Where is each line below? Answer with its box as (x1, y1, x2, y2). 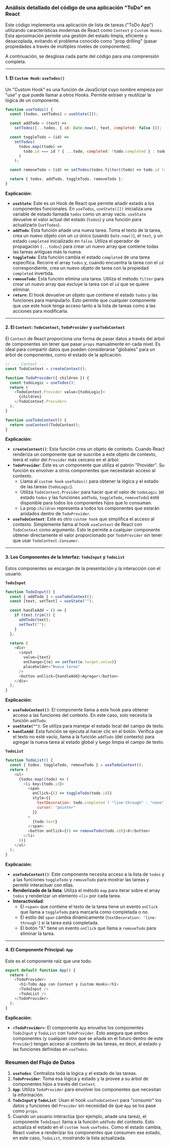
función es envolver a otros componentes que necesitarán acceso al (12, 468, 156, 474)
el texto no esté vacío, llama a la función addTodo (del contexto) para (12, 734, 155, 740)
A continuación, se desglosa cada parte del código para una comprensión (5, 53, 159, 59)
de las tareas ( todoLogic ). (20, 484, 73, 490)
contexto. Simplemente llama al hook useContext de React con (12, 521, 143, 527)
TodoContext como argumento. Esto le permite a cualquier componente (12, 527, 160, 533)
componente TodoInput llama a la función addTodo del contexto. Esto (12, 1119, 154, 1125)
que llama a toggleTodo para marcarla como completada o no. (20, 909, 149, 915)
